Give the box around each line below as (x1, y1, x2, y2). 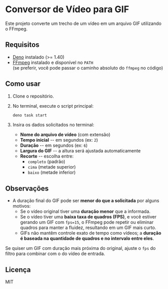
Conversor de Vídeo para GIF (5, 4, 130, 15)
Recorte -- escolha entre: (20, 153, 74, 159)
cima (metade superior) (27, 164, 76, 170)
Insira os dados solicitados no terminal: (12, 122, 95, 128)
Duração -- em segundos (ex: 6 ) (20, 142, 88, 148)
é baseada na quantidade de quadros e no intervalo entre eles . (20, 235, 154, 242)
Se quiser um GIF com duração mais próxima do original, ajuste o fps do (5, 245, 156, 251)
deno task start (12, 113, 47, 118)
